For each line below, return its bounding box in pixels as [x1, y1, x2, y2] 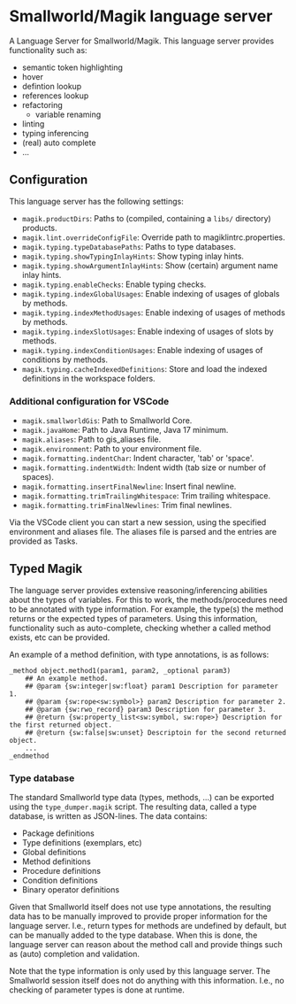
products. [21, 222, 57, 233]
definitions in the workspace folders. [21, 373, 156, 383]
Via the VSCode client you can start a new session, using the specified [9, 517, 267, 528]
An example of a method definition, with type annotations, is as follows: [9, 649, 269, 660]
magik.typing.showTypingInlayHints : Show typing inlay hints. [21, 251, 245, 261]
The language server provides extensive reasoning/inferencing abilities [9, 584, 268, 595]
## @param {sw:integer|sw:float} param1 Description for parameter [25, 682, 278, 691]
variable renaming [34, 109, 102, 120]
